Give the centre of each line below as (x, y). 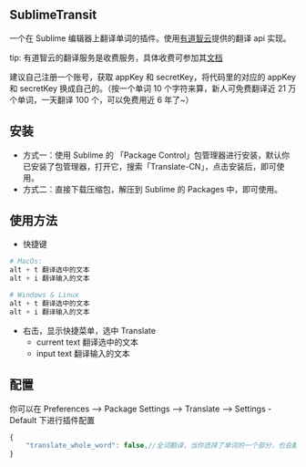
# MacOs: (26, 262)
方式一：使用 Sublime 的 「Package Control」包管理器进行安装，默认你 (156, 155)
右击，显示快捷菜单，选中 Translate (89, 330)
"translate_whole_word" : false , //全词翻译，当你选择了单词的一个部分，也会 (159, 446)
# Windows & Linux (44, 296)
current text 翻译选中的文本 (87, 342)
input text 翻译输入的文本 (83, 353)
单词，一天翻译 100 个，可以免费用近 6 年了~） (105, 99)
